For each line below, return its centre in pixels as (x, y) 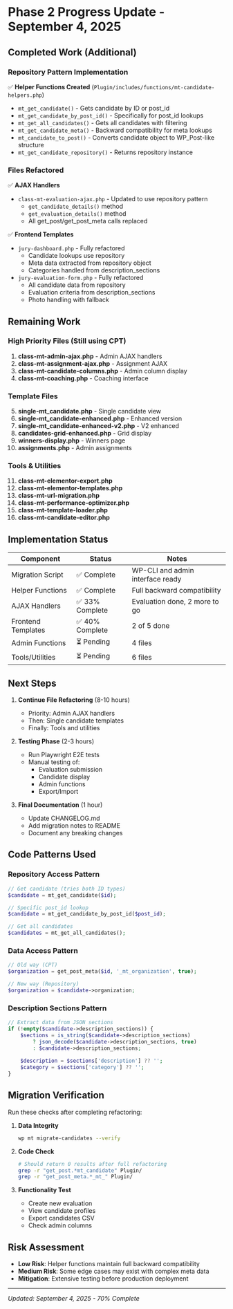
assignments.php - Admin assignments (75, 448)
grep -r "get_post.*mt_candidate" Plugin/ (80, 1170)
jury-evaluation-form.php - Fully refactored (81, 278)
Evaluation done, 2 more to (176, 602)
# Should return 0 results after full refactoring (92, 1164)
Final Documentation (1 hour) (60, 805)
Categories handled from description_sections (94, 270)
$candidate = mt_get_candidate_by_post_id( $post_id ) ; (87, 914)
